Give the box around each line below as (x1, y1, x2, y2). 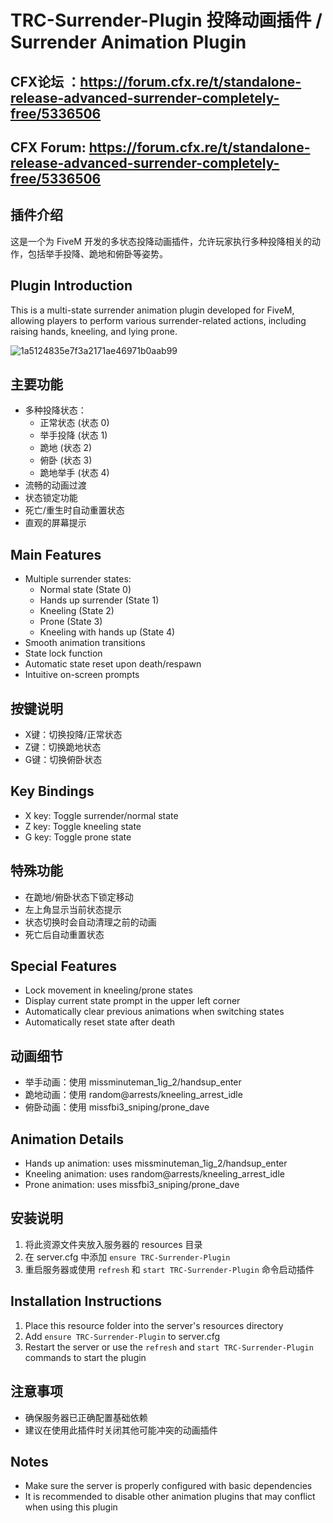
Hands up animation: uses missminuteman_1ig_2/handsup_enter (24, 1157, 288, 1170)
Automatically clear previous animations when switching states (24, 1006, 285, 1018)
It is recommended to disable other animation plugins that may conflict (24, 1491, 316, 1503)
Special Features (10, 958, 118, 975)
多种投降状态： (24, 404, 87, 416)
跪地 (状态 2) (39, 442, 93, 454)
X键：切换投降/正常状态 (24, 729, 123, 741)
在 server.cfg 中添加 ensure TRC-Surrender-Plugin (24, 1251, 231, 1263)
